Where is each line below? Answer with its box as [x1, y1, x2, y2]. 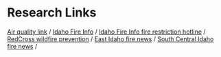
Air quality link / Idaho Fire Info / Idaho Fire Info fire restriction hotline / [7, 27, 206, 36]
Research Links [7, 5, 97, 21]
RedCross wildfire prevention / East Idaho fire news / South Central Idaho [7, 34, 214, 43]
